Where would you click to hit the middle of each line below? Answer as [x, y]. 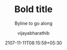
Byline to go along [33, 23]
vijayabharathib [33, 33]
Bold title [33, 9]
